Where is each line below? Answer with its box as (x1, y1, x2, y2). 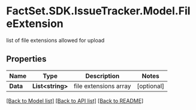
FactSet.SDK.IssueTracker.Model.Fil (6, 4, 191, 18)
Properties (6, 54, 47, 64)
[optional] (137, 82, 165, 90)
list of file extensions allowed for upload (6, 36, 105, 44)
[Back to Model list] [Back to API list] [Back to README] (6, 97, 144, 104)
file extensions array (74, 82, 131, 90)
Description (85, 72, 120, 80)
